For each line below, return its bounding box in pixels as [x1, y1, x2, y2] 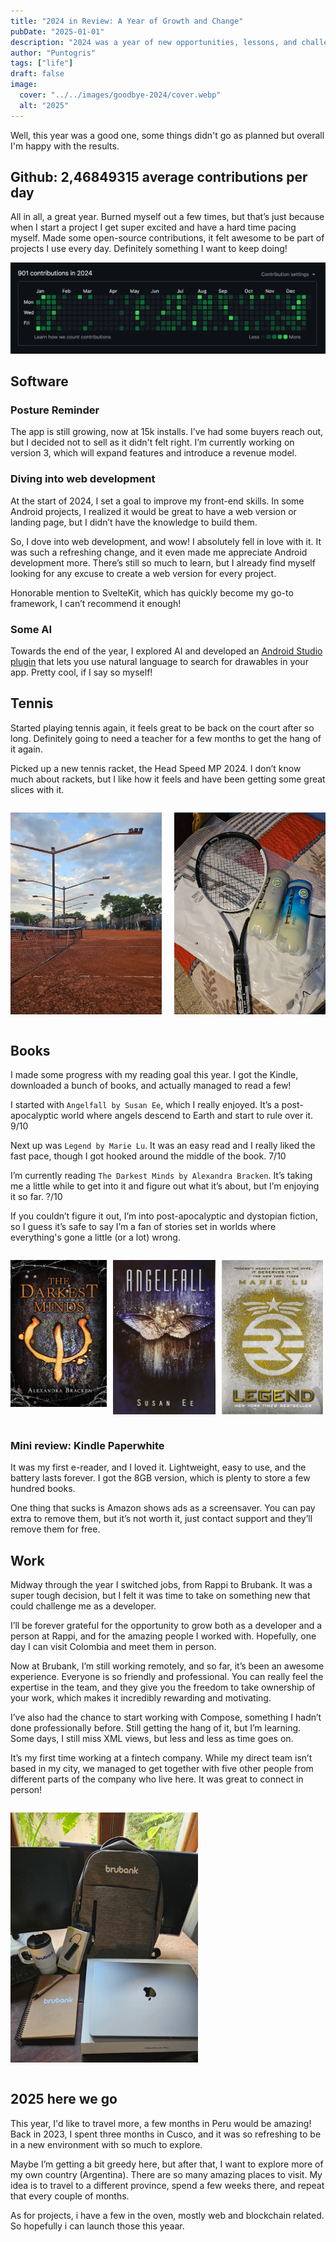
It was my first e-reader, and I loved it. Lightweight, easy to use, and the [10, 1461, 307, 1474]
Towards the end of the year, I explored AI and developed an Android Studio [10, 645, 323, 657]
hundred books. [10, 1483, 76, 1495]
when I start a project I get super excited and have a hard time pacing [10, 221, 297, 234]
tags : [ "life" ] [10, 58, 74, 69]
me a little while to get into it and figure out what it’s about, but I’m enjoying [10, 1180, 320, 1192]
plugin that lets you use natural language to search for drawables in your [10, 656, 309, 668]
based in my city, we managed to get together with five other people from [10, 1763, 314, 1775]
